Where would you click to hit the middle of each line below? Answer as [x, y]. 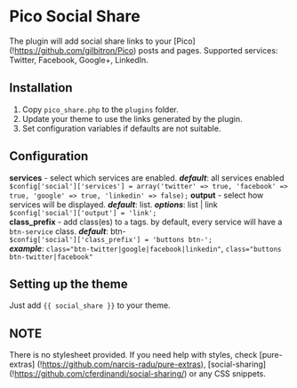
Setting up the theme [69, 283]
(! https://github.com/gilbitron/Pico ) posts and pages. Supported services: [144, 50]
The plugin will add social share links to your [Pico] [102, 41]
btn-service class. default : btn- [68, 231]
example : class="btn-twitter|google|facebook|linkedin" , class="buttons [145, 248]
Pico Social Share [75, 16]
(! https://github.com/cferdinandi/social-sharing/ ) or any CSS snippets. [138, 374]
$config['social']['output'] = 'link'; [83, 213]
